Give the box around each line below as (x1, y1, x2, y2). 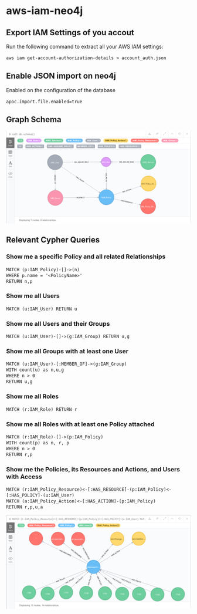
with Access (6, 473, 42, 481)
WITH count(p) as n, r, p (6, 440, 69, 446)
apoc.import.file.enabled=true (6, 99, 83, 104)
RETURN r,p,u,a (6, 504, 43, 510)
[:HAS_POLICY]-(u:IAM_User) (6, 492, 75, 498)
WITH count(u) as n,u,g (6, 367, 64, 373)
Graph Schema (6, 114, 62, 124)
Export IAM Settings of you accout (6, 28, 134, 38)
